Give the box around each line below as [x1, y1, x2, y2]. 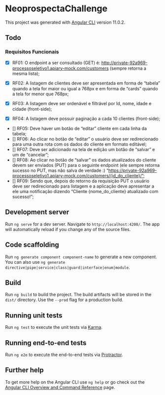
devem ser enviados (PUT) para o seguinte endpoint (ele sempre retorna [12, 162, 160, 168]
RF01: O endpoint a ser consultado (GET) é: [12, 60, 100, 66]
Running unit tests [5, 311, 63, 319]
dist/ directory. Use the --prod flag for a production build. [5, 297, 123, 303]
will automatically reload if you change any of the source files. [5, 226, 131, 232]
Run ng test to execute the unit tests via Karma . [5, 324, 102, 330]
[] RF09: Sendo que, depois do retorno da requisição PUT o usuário [12, 178, 150, 184]
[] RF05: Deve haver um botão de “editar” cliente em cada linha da [12, 125, 147, 131]
